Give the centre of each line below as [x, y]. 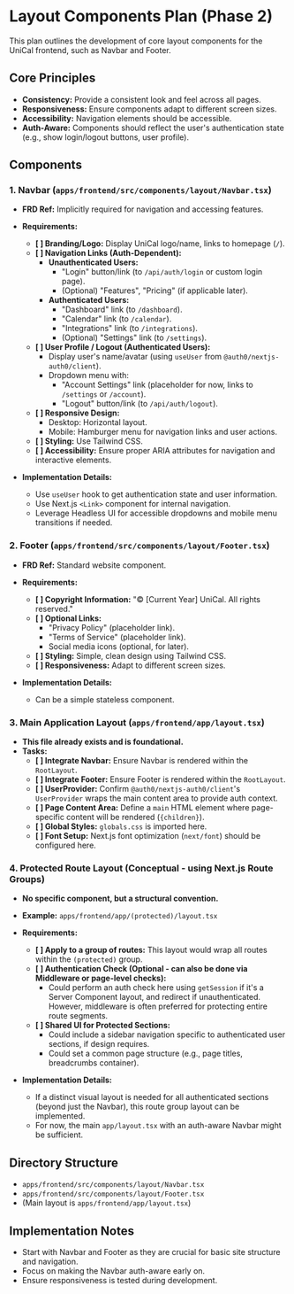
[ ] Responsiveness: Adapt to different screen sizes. [130, 665]
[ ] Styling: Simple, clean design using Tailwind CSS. [131, 655]
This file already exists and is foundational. [102, 742]
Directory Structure [64, 1162]
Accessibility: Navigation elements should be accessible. [127, 118]
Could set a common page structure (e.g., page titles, [145, 1054]
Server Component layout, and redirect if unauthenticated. [155, 997]
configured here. [66, 845]
